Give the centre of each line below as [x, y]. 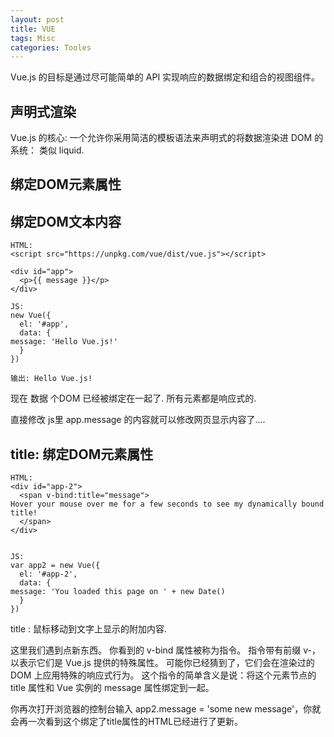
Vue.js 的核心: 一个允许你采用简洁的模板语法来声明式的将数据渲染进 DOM [161, 138]
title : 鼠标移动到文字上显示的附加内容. [89, 629]
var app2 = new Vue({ [55, 566]
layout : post [37, 19]
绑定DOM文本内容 [66, 221]
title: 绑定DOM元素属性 [82, 454]
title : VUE [33, 29]
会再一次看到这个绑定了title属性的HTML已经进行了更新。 [127, 722]
